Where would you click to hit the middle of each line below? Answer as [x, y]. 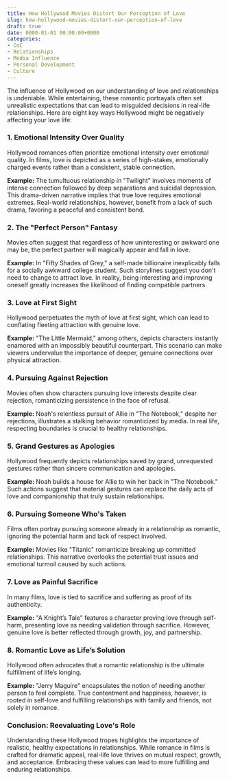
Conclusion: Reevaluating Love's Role [71, 725]
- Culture [21, 71]
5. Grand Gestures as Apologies [61, 446]
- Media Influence [33, 58]
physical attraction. [34, 360]
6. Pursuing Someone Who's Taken [67, 514]
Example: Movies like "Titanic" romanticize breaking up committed [101, 550]
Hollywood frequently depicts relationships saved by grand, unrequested [110, 460]
